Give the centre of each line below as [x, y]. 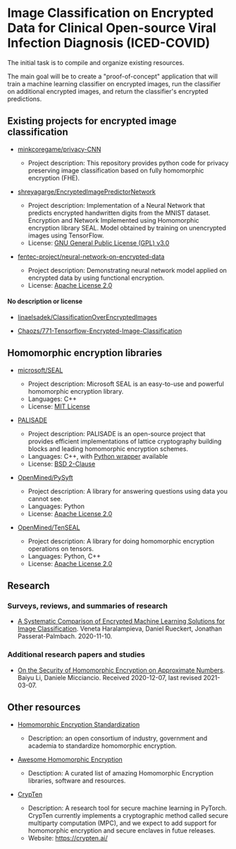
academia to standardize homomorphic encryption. [103, 745]
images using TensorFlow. [66, 235]
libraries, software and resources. [77, 780]
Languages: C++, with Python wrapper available [98, 456]
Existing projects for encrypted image [92, 121]
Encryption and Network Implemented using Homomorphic [113, 220]
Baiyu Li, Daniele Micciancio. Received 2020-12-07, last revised [110, 677]
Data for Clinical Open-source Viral [112, 28]
